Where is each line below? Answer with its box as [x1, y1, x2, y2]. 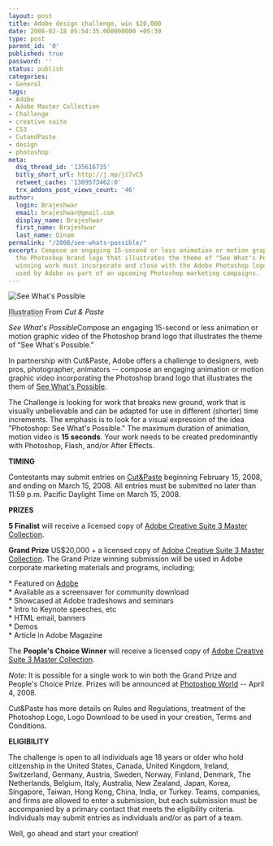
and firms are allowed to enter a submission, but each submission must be [8, 796, 258, 805]
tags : [8, 87, 27, 96]
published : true [8, 50, 63, 58]
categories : [8, 72, 49, 81]
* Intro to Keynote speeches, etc [8, 604, 117, 614]
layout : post [8, 11, 53, 20]
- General [8, 80, 42, 88]
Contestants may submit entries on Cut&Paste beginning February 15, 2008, [8, 473, 262, 482]
